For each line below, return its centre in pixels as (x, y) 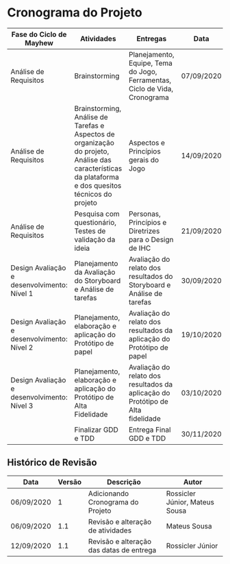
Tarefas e (89, 125)
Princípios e (148, 222)
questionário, (95, 222)
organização (94, 143)
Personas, (145, 214)
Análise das (93, 160)
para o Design (151, 239)
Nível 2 (22, 347)
